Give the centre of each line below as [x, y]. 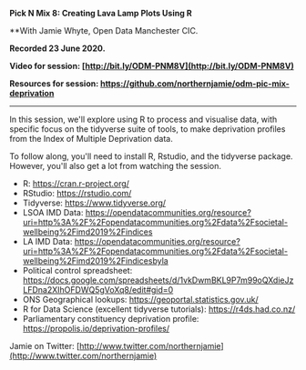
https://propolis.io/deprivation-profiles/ [96, 328]
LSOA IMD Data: [53, 212]
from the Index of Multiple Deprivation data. [91, 139]
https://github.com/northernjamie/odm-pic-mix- [194, 84]
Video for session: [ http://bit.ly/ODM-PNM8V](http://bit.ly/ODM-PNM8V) [152, 66]
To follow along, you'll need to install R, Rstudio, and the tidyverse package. [151, 156]
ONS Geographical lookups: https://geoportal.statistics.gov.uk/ [141, 300]
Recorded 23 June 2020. [58, 48]
